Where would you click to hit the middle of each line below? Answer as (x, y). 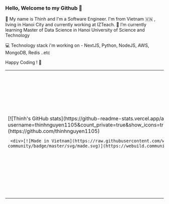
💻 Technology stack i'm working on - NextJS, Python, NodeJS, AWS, (77, 45)
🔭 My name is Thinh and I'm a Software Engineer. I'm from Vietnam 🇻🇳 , (80, 19)
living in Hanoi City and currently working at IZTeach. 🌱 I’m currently (76, 25)
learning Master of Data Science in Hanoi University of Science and (75, 30)
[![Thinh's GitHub (28, 119)
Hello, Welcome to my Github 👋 (44, 8)
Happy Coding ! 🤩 (23, 62)
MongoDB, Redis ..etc (28, 53)
